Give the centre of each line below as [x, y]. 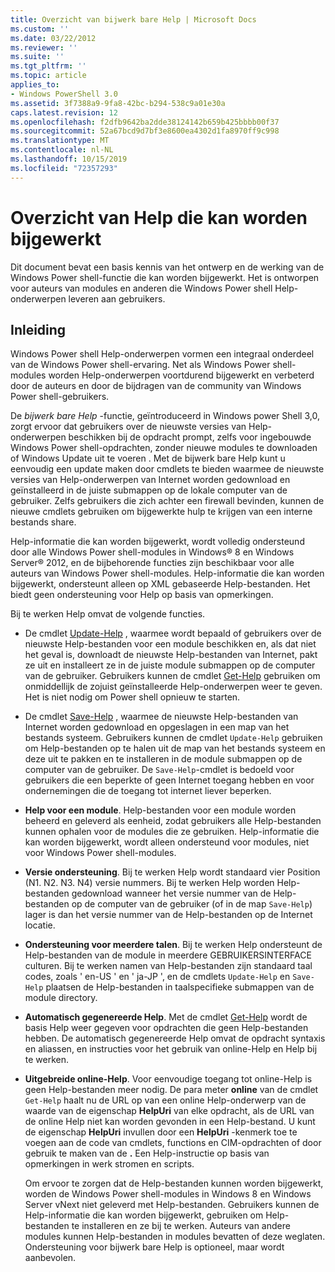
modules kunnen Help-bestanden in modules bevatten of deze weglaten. [175, 1237]
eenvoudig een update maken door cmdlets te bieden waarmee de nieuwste [167, 469]
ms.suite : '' [37, 57]
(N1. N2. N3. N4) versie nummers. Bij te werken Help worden [149, 883]
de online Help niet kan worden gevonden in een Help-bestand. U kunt [170, 1122]
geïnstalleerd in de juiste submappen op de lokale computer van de [149, 490]
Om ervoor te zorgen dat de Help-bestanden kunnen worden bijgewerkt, [174, 1183]
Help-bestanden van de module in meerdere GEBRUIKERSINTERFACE [168, 955]
